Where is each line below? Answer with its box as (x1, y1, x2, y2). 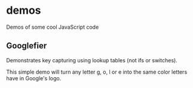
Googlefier (6, 41, 47, 51)
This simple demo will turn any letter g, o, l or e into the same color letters (6, 68, 188, 75)
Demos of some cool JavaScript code (6, 23, 99, 31)
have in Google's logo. (6, 74, 62, 81)
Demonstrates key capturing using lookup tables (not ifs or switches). (6, 56, 177, 63)
